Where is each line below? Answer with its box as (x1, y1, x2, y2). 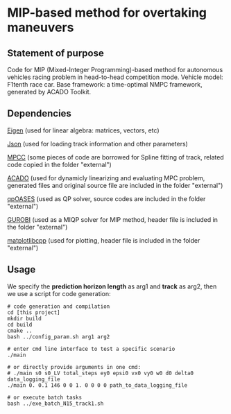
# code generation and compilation (7, 303, 110, 310)
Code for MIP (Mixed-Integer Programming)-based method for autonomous (7, 66, 223, 74)
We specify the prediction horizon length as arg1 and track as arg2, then (7, 282, 217, 291)
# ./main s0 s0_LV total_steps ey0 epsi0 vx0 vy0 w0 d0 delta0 (7, 370, 194, 377)
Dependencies (7, 107, 71, 119)
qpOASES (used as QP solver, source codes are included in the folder (7, 194, 206, 202)
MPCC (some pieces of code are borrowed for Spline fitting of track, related (7, 153, 224, 161)
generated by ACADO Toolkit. (7, 88, 92, 96)
